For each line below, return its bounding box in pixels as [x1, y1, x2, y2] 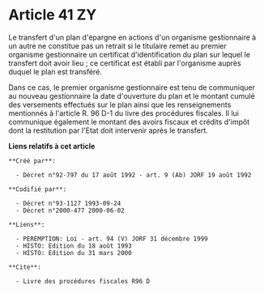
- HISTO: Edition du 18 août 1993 [15, 241, 132, 250]
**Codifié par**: [8, 185, 67, 193]
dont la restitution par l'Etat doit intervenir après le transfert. [8, 125, 208, 135]
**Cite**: [8, 263, 42, 271]
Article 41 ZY [8, 6, 97, 24]
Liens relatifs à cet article [8, 141, 96, 151]
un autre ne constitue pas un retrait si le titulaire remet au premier [8, 40, 227, 50]
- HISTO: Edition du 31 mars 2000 [15, 248, 132, 257]
